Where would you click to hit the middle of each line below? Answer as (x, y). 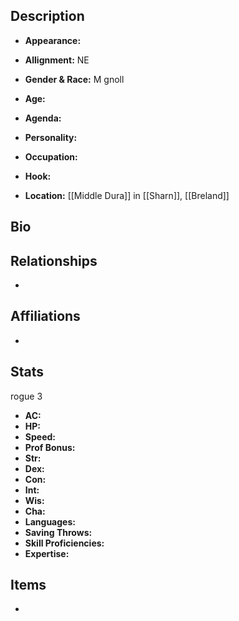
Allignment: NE (57, 60)
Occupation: (51, 156)
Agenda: (43, 118)
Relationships (54, 260)
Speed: (40, 436)
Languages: (50, 521)
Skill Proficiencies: (64, 543)
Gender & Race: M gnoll (74, 79)
